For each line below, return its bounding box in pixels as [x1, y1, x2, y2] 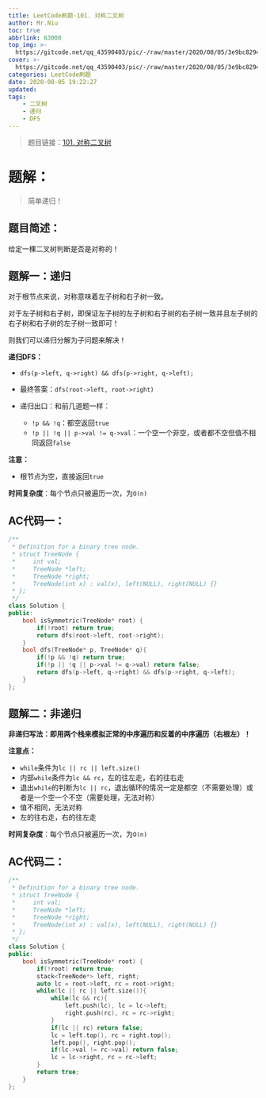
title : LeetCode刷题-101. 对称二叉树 [8, 11, 124, 20]
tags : [8, 93, 26, 101]
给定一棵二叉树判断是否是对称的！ [8, 243, 120, 254]
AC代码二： [8, 855, 66, 868]
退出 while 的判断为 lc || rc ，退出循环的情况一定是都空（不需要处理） [19, 782, 247, 793]
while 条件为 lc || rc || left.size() [19, 763, 141, 773]
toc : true [8, 26, 41, 34]
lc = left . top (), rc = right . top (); [50, 1031, 172, 1039]
